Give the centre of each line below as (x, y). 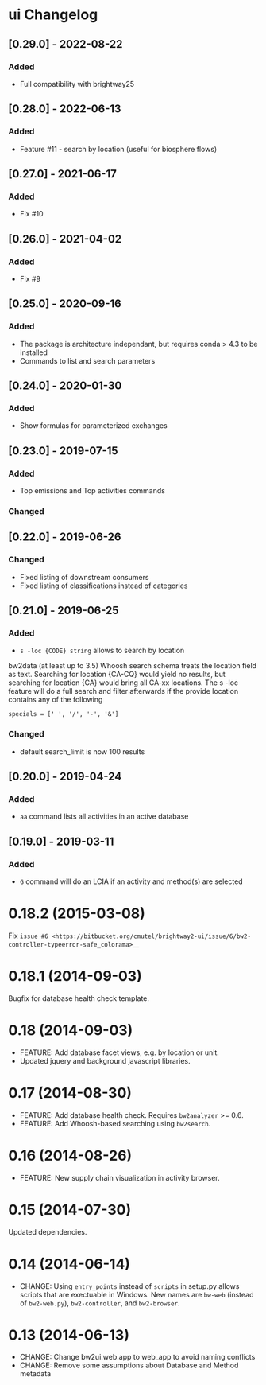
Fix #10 (31, 214)
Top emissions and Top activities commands (92, 490)
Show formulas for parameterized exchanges (94, 426)
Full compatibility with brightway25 (77, 84)
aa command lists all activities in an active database (104, 816)
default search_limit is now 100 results (82, 751)
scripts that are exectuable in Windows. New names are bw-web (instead (137, 1294)
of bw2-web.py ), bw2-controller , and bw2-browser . (100, 1303)
